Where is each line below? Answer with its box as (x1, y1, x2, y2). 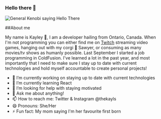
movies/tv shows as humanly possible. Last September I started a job (5, 50, 145, 56)
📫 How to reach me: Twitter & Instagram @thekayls (12, 96, 117, 102)
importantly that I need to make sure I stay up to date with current (5, 60, 137, 66)
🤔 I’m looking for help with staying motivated (12, 85, 101, 91)
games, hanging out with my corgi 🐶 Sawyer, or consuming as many (5, 45, 141, 51)
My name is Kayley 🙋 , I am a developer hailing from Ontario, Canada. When (5, 34, 156, 40)
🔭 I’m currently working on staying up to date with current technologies (12, 75, 155, 81)
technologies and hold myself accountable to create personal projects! (5, 65, 147, 71)
